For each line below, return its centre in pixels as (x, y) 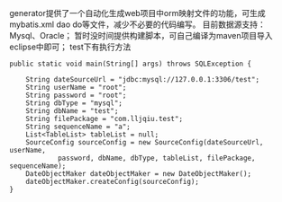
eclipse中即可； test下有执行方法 (70, 47)
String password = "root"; (76, 95)
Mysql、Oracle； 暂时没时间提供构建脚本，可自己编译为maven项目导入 (141, 35)
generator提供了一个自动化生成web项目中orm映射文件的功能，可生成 (137, 13)
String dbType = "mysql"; (74, 103)
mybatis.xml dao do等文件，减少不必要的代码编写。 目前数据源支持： (137, 24)
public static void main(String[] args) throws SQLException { (131, 64)
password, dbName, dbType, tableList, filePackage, (156, 158)
